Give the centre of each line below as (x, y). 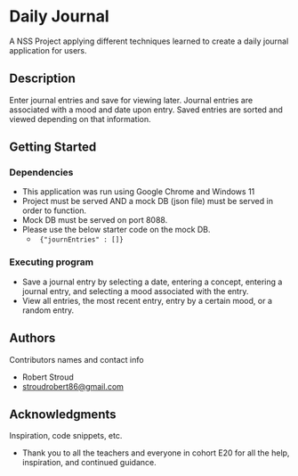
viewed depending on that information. (80, 119)
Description (42, 79)
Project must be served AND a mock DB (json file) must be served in (148, 201)
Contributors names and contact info (77, 359)
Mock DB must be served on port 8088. (95, 220)
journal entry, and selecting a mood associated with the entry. (135, 291)
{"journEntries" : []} (82, 240)
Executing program (52, 262)
